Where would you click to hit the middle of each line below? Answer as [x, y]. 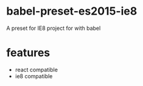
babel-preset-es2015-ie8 [72, 11]
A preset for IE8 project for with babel [54, 28]
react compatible [36, 70]
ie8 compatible [34, 76]
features [28, 53]
